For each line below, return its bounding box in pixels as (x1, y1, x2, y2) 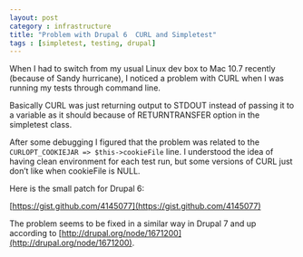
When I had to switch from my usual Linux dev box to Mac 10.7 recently (9, 63, 276, 74)
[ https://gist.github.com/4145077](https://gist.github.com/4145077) (9, 201, 261, 212)
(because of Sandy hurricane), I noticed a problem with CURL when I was (9, 73, 284, 84)
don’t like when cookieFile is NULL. (9, 166, 141, 176)
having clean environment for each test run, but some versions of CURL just (9, 156, 293, 167)
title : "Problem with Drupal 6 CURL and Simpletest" (9, 30, 218, 39)
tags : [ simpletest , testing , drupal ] (9, 38, 156, 48)
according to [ (9, 228, 62, 239)
